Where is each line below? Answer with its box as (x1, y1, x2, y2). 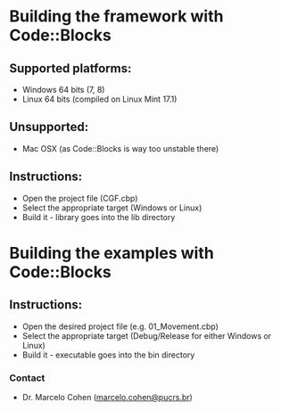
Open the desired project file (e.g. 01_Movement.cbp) (21, 321, 219, 332)
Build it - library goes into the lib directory (21, 211, 176, 222)
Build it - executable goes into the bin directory (21, 349, 195, 360)
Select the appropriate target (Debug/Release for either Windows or (21, 330, 272, 341)
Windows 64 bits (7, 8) (21, 85, 105, 95)
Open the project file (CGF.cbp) (21, 193, 138, 203)
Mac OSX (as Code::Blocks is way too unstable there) (21, 143, 219, 153)
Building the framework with (9, 6, 224, 27)
